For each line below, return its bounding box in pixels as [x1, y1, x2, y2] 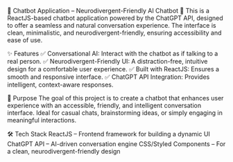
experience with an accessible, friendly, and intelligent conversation [7, 101, 202, 109]
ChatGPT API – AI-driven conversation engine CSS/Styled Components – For [7, 140, 226, 148]
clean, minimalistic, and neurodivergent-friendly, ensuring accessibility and [7, 28, 222, 37]
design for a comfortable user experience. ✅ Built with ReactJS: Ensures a [7, 65, 220, 73]
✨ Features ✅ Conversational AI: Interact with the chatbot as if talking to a [7, 49, 218, 57]
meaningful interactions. [7, 116, 77, 124]
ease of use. [7, 36, 43, 44]
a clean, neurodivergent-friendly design [7, 147, 121, 155]
